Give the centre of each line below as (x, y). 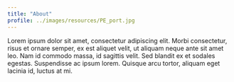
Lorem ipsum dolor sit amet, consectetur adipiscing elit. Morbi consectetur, (117, 40)
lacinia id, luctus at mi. (40, 71)
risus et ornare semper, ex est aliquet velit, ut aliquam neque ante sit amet (116, 48)
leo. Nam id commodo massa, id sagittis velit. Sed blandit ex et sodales (111, 55)
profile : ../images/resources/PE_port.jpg (71, 20)
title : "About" (30, 14)
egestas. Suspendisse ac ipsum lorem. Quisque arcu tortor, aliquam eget (114, 63)
